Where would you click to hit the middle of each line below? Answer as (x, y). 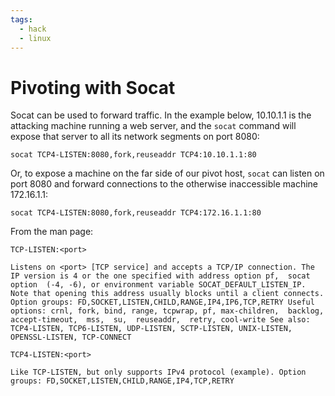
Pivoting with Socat (93, 87)
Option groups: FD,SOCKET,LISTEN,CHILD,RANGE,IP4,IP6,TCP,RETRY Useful (162, 302)
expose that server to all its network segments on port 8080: (135, 137)
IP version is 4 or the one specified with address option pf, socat (160, 276)
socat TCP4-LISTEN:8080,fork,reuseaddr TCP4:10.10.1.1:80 (133, 155)
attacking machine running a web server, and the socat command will (153, 126)
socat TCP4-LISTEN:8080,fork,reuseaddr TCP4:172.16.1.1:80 (136, 213)
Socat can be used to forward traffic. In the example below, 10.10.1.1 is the (161, 115)
